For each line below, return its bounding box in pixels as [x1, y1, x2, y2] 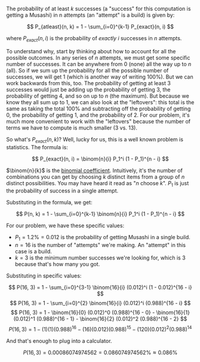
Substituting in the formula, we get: [6, 199, 93, 206]
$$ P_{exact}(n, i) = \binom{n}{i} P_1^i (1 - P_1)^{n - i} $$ [32, 155, 169, 162]
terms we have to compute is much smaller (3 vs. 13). [6, 124, 137, 131]
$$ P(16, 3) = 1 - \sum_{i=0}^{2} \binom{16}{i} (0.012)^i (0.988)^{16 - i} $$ [10, 300, 191, 307]
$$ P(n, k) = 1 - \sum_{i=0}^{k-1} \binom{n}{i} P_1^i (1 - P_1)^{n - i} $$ [16, 210, 185, 218]
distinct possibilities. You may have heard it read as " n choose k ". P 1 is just [6, 179, 189, 188]
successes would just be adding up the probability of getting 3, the [6, 86, 171, 93]
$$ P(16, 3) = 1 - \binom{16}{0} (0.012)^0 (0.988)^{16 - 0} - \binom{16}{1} [11, 309, 190, 316]
